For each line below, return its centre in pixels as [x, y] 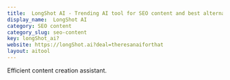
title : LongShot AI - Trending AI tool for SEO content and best [104, 13]
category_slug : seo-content [47, 32]
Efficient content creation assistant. [57, 70]
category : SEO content [39, 26]
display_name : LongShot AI [47, 20]
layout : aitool [29, 52]
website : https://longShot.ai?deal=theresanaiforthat [86, 45]
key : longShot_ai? [33, 39]
